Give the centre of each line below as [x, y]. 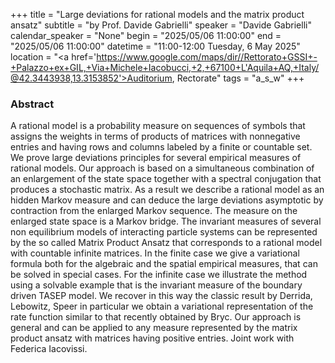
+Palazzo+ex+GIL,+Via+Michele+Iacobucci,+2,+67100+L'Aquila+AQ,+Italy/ [165, 67]
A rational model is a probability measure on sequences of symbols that [158, 126]
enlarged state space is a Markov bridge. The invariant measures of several [166, 221]
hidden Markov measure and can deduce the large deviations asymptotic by [167, 200]
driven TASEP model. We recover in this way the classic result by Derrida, [161, 296]
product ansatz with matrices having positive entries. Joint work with [152, 338]
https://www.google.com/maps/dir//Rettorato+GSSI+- [207, 57]
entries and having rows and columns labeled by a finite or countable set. [161, 147]
